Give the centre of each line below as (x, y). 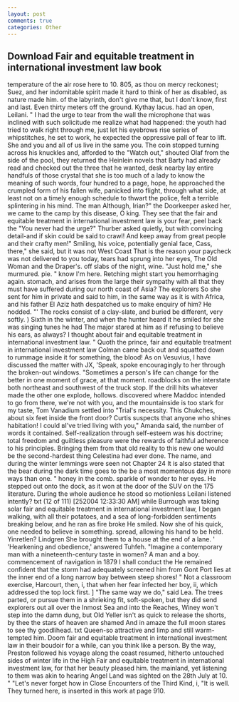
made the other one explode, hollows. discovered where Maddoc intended (116, 395)
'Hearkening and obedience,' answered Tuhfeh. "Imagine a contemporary (115, 547)
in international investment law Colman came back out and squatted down (116, 350)
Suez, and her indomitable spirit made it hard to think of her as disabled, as (117, 92)
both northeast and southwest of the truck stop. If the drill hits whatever (113, 388)
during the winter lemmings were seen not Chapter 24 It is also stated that (116, 464)
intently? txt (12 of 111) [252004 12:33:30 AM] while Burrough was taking (113, 502)
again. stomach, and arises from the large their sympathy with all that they (116, 282)
